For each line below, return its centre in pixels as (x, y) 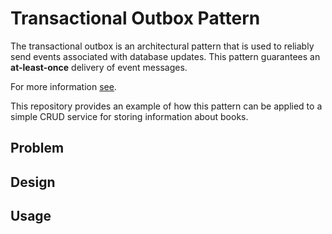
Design (33, 182)
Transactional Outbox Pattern (135, 18)
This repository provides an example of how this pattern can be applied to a (166, 106)
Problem (37, 148)
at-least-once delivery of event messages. (99, 67)
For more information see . (63, 86)
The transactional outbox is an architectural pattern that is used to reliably (162, 46)
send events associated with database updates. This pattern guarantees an (165, 56)
